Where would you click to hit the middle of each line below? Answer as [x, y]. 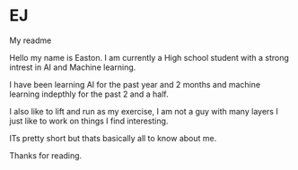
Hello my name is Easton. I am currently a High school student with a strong [149, 57]
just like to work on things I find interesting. [89, 121]
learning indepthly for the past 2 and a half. [89, 94]
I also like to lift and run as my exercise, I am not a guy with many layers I [144, 111]
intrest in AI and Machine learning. [73, 67]
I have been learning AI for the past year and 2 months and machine [135, 84]
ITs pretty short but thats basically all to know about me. [113, 138]
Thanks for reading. [46, 155]
